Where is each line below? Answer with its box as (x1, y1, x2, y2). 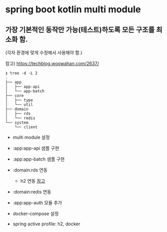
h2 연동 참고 (20, 178, 45, 184)
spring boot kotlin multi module (5, 4, 141, 15)
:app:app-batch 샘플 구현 (12, 156, 65, 162)
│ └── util (5, 102, 33, 107)
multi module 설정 (12, 134, 50, 140)
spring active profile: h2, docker (12, 221, 80, 227)
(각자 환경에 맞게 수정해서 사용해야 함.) (5, 50, 83, 55)
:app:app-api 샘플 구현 (12, 145, 59, 151)
